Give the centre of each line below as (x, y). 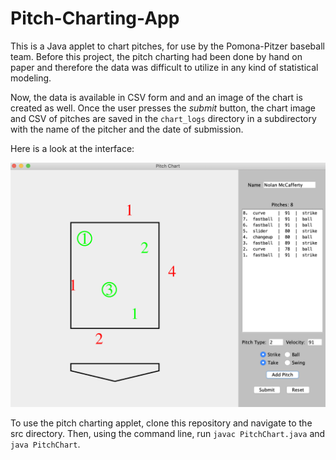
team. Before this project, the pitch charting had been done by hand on (156, 56)
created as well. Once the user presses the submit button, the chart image (163, 108)
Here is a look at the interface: (72, 148)
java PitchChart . (45, 444)
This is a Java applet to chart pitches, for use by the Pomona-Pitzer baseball (167, 46)
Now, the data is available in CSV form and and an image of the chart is (156, 97)
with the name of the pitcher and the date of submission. (127, 129)
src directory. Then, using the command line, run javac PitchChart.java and (168, 433)
